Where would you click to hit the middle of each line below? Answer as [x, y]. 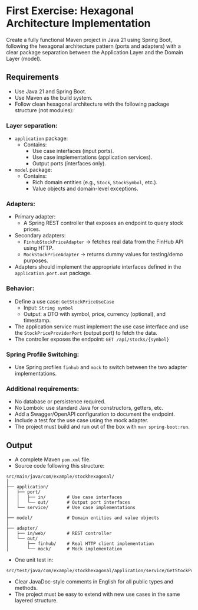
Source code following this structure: [60, 466]
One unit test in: [34, 560]
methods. [26, 588]
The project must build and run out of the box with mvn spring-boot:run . [102, 427]
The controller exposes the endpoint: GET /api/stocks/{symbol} [92, 339]
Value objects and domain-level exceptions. [85, 189]
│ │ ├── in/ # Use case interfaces [64, 497]
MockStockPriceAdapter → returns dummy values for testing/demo [103, 255]
